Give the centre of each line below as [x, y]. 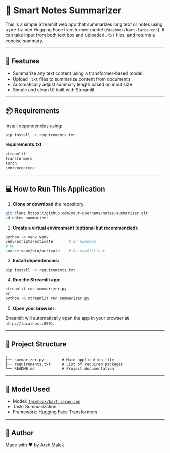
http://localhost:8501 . [30, 323]
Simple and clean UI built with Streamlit [53, 89]
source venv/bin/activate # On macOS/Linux [55, 251]
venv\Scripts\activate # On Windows [51, 242]
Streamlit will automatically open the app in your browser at [67, 318]
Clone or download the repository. [49, 204]
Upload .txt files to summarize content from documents [71, 79]
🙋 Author [19, 433]
